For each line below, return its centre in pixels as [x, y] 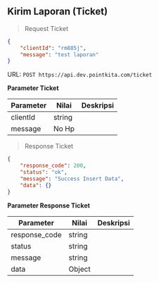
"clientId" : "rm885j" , [53, 48]
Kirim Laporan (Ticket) [57, 12]
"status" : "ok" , [44, 172]
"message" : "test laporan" [59, 55]
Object [79, 269]
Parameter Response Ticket [49, 205]
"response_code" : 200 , [53, 166]
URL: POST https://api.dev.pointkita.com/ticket [80, 75]
